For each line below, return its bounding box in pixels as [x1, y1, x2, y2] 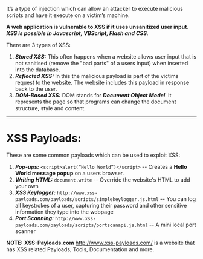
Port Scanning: [14, 214, 54, 221]
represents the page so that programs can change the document [14, 98, 176, 105]
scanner [14, 227, 36, 235]
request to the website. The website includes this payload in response [14, 79, 190, 86]
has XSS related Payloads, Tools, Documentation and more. [6, 245, 155, 253]
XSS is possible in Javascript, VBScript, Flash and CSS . [6, 30, 149, 37]
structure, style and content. [14, 105, 86, 111]
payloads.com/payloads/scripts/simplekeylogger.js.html [14, 196, 159, 202]
